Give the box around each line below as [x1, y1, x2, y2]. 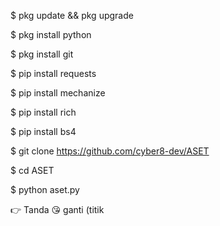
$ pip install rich [10, 106, 77, 118]
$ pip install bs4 [10, 126, 77, 137]
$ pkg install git [10, 48, 74, 60]
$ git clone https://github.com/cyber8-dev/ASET [10, 145, 210, 157]
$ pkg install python [10, 29, 92, 40]
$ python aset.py [10, 184, 80, 195]
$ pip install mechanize [10, 87, 106, 99]
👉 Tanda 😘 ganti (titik [10, 204, 105, 215]
